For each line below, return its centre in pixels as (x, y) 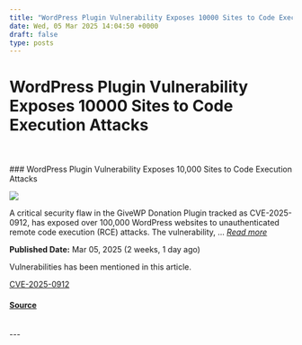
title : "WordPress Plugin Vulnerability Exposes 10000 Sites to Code (142, 18)
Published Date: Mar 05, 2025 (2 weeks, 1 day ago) (105, 250)
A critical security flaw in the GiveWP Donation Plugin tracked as (129, 213)
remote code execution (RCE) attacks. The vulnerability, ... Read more (138, 232)
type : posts (31, 43)
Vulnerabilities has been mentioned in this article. (100, 267)
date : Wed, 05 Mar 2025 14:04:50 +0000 (84, 26)
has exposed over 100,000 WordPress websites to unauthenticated (155, 223)
